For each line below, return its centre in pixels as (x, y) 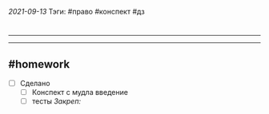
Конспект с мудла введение (80, 92)
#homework (39, 64)
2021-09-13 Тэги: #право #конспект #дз (77, 12)
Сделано (35, 83)
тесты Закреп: (56, 101)
